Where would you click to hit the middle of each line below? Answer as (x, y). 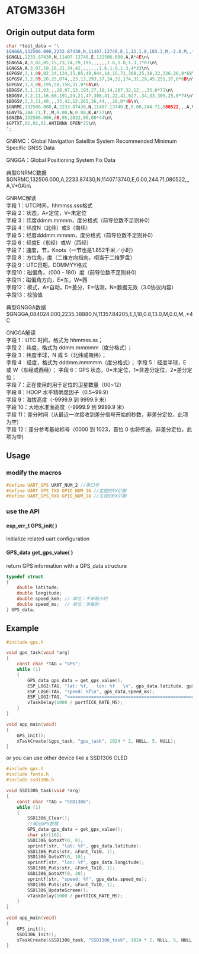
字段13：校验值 (25, 295)
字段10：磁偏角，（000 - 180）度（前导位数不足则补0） (73, 272)
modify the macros (34, 473)
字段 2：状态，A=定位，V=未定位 (46, 213)
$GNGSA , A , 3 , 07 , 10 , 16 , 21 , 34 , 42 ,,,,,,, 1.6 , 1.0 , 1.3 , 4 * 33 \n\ (78, 68)
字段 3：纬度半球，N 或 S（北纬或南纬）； (56, 355)
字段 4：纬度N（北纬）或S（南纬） (49, 228)
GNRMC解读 (21, 198)
